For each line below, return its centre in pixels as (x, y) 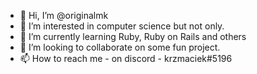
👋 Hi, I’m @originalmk (64, 15)
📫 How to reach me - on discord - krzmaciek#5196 (126, 58)
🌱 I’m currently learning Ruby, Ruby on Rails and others (133, 36)
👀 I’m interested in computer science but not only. (122, 26)
